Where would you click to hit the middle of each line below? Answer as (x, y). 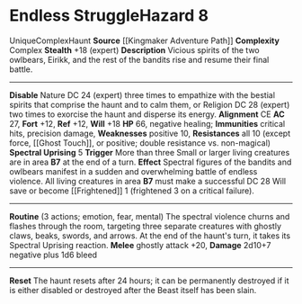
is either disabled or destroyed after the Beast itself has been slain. (133, 290)
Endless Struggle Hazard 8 (109, 16)
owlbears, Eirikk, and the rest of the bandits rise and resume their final (139, 59)
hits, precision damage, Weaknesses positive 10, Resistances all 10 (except (150, 133)
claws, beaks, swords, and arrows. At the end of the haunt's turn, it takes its (150, 236)
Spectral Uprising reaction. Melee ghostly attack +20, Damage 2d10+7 (140, 245)
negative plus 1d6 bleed (53, 255)
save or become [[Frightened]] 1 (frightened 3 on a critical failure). (132, 191)
